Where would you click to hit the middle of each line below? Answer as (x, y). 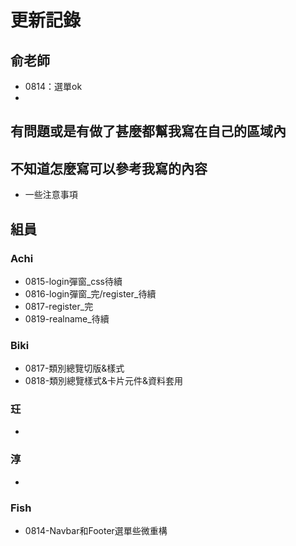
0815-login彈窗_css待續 (73, 281)
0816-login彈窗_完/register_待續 (90, 293)
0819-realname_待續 (67, 318)
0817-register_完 (59, 306)
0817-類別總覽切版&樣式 (74, 368)
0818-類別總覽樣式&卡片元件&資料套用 (104, 381)
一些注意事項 (51, 195)
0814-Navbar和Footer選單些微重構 (96, 531)
